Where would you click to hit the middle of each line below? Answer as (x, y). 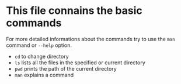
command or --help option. (39, 45)
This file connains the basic (74, 11)
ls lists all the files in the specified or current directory (80, 63)
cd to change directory (41, 56)
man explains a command (44, 75)
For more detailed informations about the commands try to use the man (90, 39)
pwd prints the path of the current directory (65, 68)
